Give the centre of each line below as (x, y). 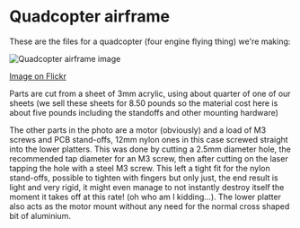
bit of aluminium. (40, 215)
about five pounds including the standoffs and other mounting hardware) (144, 112)
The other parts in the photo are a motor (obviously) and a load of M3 (138, 130)
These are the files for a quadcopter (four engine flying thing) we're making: (150, 41)
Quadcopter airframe (90, 17)
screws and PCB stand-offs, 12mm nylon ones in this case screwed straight (149, 139)
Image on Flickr (38, 76)
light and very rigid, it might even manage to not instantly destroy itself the (147, 187)
